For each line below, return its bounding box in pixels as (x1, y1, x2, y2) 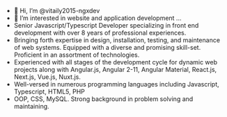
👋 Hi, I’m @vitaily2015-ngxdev (13, 7, 100, 15)
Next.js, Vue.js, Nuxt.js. (13, 73, 81, 81)
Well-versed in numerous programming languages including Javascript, (13, 80, 219, 88)
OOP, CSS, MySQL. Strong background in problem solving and (13, 95, 194, 103)
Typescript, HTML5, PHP (13, 87, 86, 96)
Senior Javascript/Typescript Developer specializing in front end (13, 21, 199, 29)
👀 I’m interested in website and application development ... (13, 14, 182, 22)
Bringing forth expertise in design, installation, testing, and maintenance (13, 36, 221, 44)
